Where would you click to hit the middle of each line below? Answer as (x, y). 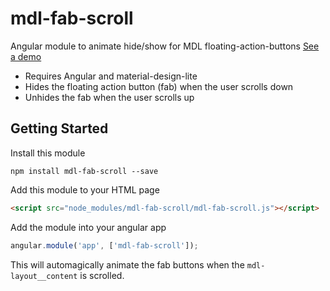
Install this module (48, 153)
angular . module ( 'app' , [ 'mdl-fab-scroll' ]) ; (104, 245)
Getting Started (59, 128)
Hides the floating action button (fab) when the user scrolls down (159, 86)
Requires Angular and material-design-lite (111, 76)
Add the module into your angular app (88, 227)
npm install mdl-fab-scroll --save (84, 171)
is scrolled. (102, 275)
